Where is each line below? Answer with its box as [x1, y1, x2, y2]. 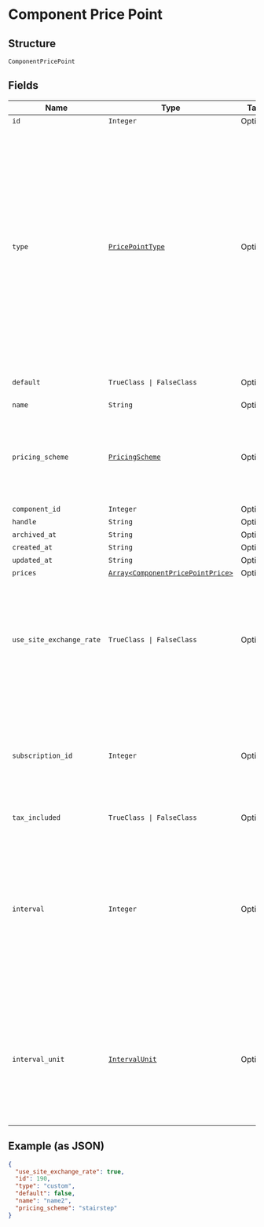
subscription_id [12, 751, 73, 760]
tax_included [12, 813, 61, 822]
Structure [8, 37, 57, 50]
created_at [12, 542, 53, 552]
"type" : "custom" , [15, 1182, 76, 1190]
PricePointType [108, 242, 165, 251]
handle [12, 517, 37, 526]
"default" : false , [15, 1189, 76, 1198]
